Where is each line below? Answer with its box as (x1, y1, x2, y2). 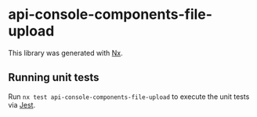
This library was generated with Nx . (8, 48, 123, 57)
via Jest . (8, 100, 36, 109)
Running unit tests (8, 71, 100, 84)
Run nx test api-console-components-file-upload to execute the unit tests (8, 92, 250, 101)
